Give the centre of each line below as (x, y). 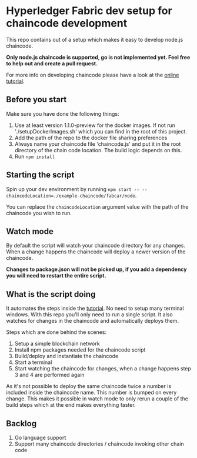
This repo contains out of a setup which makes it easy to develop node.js (95, 39)
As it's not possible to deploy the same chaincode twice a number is (89, 386)
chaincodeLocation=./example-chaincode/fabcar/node (71, 196)
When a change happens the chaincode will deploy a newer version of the (96, 252)
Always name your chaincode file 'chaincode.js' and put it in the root (98, 144)
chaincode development (67, 23)
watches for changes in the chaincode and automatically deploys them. (93, 321)
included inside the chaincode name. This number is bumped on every (91, 393)
